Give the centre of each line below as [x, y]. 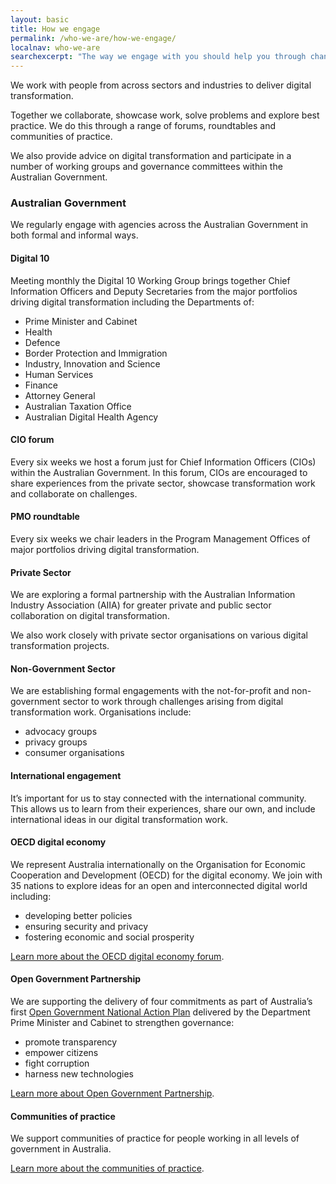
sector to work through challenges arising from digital [173, 702]
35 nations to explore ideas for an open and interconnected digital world [159, 885]
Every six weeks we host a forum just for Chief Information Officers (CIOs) [163, 462]
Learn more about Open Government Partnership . [112, 1093]
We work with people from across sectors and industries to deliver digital [161, 85]
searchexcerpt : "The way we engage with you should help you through [158, 57]
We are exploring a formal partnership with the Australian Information [153, 595]
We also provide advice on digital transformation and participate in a [151, 156]
